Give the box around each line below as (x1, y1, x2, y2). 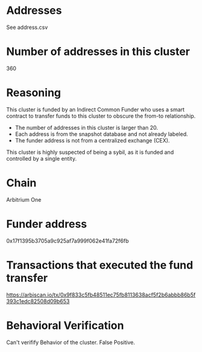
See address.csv (6, 24, 48, 31)
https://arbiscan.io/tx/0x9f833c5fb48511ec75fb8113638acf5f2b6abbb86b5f (6, 291, 196, 298)
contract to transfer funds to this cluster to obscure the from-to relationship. (6, 112, 196, 120)
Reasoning (6, 86, 62, 100)
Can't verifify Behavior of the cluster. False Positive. (6, 339, 135, 346)
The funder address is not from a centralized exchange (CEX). (15, 136, 171, 144)
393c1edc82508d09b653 (6, 297, 70, 305)
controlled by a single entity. (6, 155, 77, 162)
